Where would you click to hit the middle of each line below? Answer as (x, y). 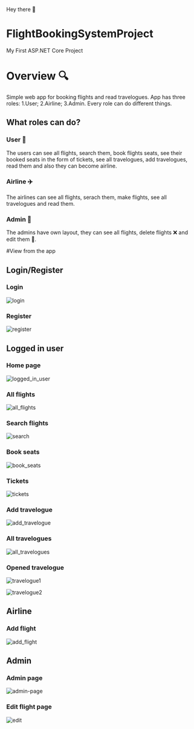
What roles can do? (44, 123)
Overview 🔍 (37, 76)
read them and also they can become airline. (62, 166)
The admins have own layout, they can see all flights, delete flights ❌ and (97, 232)
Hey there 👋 (21, 9)
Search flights (27, 423)
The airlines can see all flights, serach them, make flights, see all (87, 197)
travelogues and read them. (41, 203)
